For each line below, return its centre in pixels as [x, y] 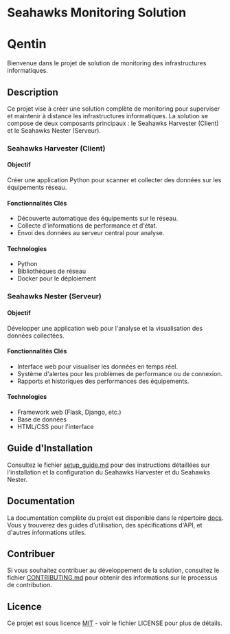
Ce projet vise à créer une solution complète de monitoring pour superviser [114, 109]
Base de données [42, 419]
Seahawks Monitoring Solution [97, 13]
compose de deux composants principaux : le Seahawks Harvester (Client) [113, 123]
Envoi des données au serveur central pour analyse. [91, 233]
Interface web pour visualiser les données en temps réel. [97, 367]
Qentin [27, 44]
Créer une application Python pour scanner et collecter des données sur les [114, 180]
